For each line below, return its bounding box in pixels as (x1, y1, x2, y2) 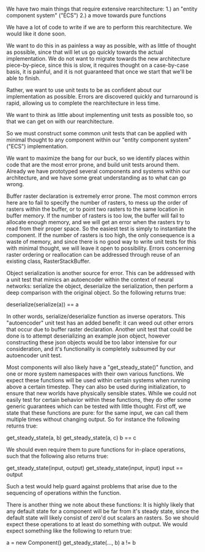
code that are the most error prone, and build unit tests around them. (6, 161, 180, 168)
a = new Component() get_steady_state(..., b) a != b (6, 539, 136, 546)
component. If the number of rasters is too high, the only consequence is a (6, 232, 195, 238)
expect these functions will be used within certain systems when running (6, 377, 190, 384)
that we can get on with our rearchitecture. (6, 118, 114, 125)
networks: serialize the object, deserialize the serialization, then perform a (6, 282, 193, 290)
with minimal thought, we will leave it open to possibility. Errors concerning (6, 244, 195, 252)
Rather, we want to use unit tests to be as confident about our (6, 86, 162, 94)
